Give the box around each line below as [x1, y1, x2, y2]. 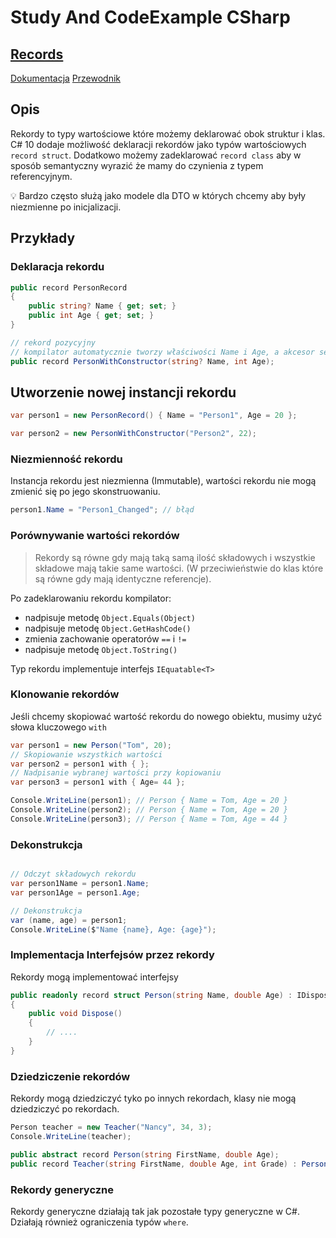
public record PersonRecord [10, 282, 128, 293]
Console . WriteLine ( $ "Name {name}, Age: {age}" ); [10, 924, 217, 935]
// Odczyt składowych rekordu [10, 869, 137, 880]
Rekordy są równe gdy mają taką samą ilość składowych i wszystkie [34, 551, 316, 563]
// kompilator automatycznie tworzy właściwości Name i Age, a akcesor [10, 347, 315, 357]
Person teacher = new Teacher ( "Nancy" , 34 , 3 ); [10, 1122, 213, 1133]
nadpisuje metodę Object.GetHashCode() [24, 622, 192, 634]
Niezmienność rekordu [10, 452, 123, 466]
